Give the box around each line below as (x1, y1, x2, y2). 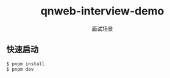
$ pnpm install (6, 60, 45, 67)
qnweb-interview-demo (40, 4, 165, 18)
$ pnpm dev (6, 66, 34, 72)
